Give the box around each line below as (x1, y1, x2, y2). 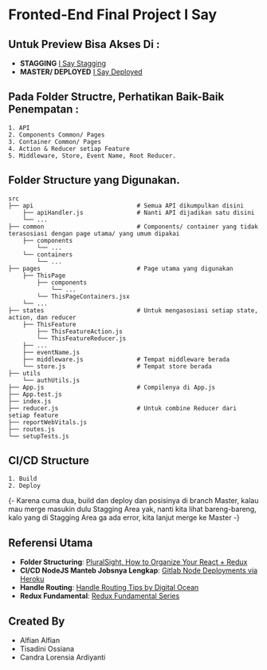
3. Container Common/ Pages (8, 137, 102, 145)
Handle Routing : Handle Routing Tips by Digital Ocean (19, 583, 199, 593)
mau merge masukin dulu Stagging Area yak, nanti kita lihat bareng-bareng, (8, 505, 257, 514)
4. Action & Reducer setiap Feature (8, 145, 130, 153)
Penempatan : (8, 102, 80, 117)
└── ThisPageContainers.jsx (37, 292, 130, 300)
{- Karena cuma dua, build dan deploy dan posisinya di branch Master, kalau (8, 496, 259, 505)
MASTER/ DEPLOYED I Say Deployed (19, 67, 143, 77)
